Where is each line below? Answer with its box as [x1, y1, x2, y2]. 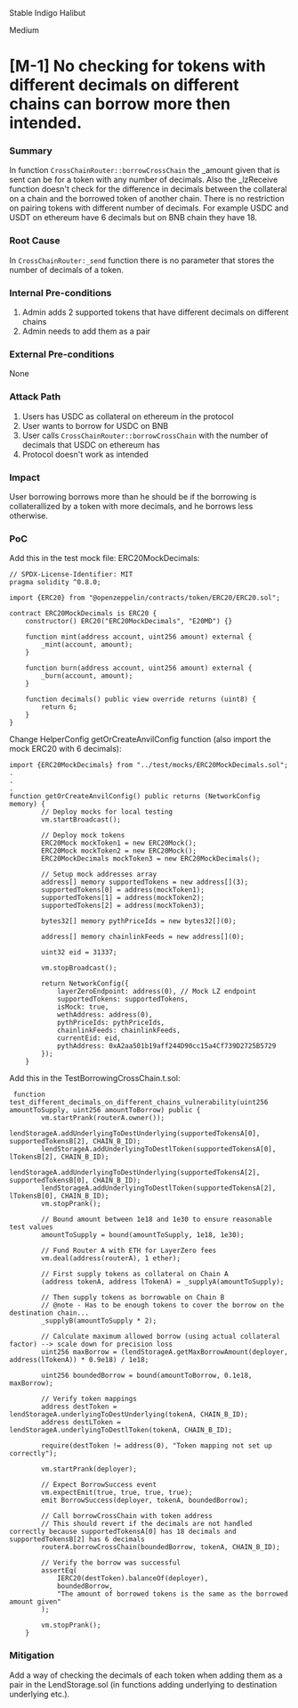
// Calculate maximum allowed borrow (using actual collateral [41, 1333, 280, 1341]
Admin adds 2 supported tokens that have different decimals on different [21, 307, 289, 318]
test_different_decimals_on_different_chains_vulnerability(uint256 [9, 1098, 269, 1107]
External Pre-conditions [9, 348, 115, 360]
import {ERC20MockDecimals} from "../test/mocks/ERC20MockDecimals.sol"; [9, 761, 289, 770]
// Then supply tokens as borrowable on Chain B [41, 1293, 225, 1302]
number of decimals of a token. [9, 264, 125, 275]
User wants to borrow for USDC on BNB [21, 420, 169, 431]
